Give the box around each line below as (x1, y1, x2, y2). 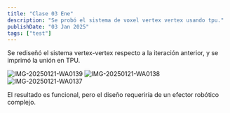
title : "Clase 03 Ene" (7, 10, 74, 17)
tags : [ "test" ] (7, 29, 52, 37)
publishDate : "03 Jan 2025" (7, 23, 90, 30)
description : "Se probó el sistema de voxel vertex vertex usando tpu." (7, 17, 224, 24)
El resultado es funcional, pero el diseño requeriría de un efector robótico (7, 91, 219, 99)
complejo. (7, 98, 36, 107)
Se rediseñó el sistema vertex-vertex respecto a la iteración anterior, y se (7, 49, 219, 57)
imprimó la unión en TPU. (7, 56, 81, 65)
